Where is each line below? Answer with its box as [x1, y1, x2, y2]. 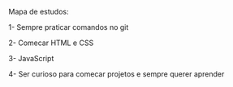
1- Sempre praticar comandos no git [8, 23, 129, 31]
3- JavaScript [8, 54, 54, 63]
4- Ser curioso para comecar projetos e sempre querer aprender [8, 69, 225, 79]
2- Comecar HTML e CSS [8, 38, 94, 48]
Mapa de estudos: [8, 7, 69, 16]
